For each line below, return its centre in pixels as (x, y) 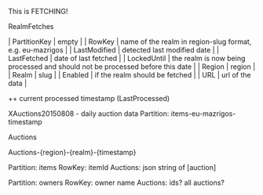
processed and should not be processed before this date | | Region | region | (132, 67)
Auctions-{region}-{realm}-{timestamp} (72, 152)
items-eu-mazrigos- (203, 114)
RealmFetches (31, 26)
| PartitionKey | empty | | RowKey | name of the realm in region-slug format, (130, 42)
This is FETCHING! (38, 11)
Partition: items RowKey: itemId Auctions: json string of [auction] (112, 167)
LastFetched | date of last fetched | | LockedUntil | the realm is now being (127, 58)
